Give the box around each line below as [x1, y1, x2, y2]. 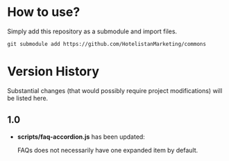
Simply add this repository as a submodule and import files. [7, 27, 178, 35]
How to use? [7, 4, 80, 20]
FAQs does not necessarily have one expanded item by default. [17, 146, 198, 154]
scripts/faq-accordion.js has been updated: [17, 133, 146, 141]
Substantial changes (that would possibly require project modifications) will [7, 86, 223, 94]
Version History [7, 64, 99, 80]
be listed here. [7, 94, 49, 102]
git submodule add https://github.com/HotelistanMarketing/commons [7, 40, 207, 47]
